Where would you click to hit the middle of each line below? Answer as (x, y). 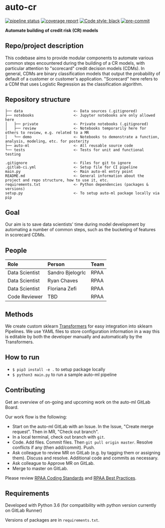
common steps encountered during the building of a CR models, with (75, 63)
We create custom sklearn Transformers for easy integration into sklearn (79, 326)
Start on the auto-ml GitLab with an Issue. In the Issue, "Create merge (83, 426)
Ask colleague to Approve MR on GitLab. (53, 463)
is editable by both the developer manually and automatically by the (74, 337)
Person (56, 264)
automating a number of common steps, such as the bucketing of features (81, 230)
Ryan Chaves (63, 281)
